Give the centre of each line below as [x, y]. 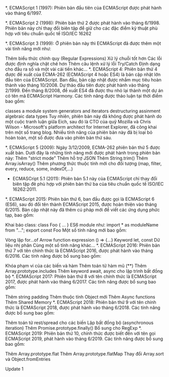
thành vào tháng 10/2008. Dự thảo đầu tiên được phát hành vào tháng [77, 85]
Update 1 [14, 369]
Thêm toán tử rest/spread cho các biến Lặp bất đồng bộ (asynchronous [79, 323]
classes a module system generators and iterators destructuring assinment [83, 111]
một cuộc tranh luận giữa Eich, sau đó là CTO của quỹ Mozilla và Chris [78, 122]
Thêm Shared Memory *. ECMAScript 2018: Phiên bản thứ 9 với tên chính [81, 302]
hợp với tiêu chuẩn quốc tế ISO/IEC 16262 [48, 33]
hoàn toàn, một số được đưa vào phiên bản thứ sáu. [59, 138]
